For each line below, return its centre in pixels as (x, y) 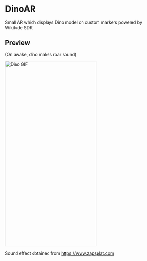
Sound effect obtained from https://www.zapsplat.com (59, 253)
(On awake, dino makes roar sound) (41, 54)
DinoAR (20, 9)
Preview (18, 43)
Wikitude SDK (19, 27)
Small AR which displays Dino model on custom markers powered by (73, 22)
